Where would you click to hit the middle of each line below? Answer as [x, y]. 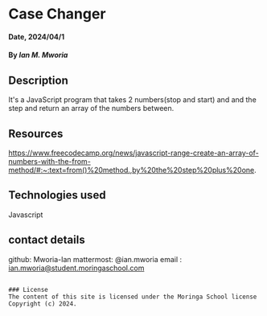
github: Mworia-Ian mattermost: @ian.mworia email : [95, 259]
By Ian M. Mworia [38, 55]
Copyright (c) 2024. [43, 304]
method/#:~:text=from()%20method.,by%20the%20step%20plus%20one [131, 170]
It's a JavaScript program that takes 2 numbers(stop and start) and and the [133, 100]
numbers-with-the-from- [49, 161]
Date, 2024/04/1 [37, 36]
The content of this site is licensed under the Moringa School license [133, 297]
